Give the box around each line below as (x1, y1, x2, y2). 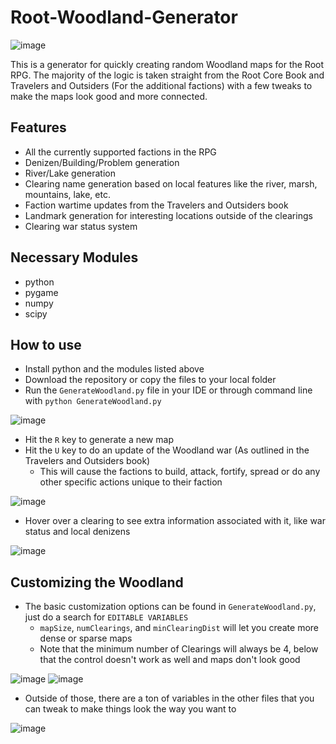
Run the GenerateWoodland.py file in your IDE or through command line (24, 384, 313, 396)
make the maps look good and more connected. (10, 90, 208, 102)
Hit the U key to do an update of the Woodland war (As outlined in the (24, 444, 310, 456)
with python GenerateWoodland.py (24, 395, 162, 407)
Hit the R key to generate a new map (24, 434, 174, 446)
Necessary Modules (10, 249, 139, 266)
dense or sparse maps (39, 632, 133, 645)
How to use (10, 336, 82, 353)
